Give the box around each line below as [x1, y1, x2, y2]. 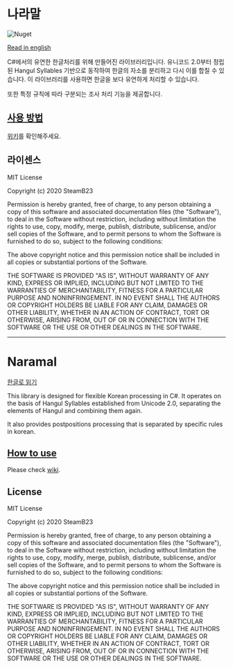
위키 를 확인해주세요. [7, 131, 61, 140]
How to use [7, 447, 57, 459]
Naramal [7, 354, 58, 369]
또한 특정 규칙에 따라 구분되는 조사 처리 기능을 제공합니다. [7, 90, 163, 98]
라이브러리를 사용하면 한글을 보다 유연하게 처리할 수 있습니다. [34, 74, 200, 83]
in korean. [7, 427, 36, 435]
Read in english [7, 43, 51, 51]
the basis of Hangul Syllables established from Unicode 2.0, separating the [7, 399, 221, 407]
